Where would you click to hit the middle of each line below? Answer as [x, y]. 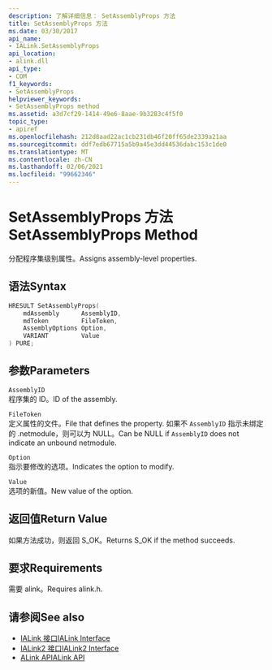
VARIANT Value [61, 336]
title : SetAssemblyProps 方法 [58, 24]
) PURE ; [22, 344]
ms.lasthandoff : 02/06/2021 [56, 167]
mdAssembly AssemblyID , [72, 313]
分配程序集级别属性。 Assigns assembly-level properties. [103, 258]
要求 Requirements [56, 568]
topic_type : [28, 122]
